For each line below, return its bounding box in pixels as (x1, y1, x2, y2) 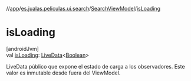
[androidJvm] (6, 45, 39, 52)
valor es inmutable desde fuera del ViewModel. (6, 69, 121, 76)
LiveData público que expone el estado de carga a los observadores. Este (6, 63, 185, 70)
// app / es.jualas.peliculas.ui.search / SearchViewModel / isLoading (6, 5, 161, 12)
